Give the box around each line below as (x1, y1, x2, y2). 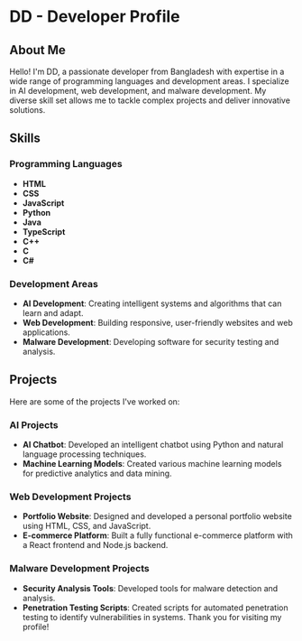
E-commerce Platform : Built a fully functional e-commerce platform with (22, 530, 293, 541)
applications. (22, 327, 70, 338)
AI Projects (9, 418, 59, 431)
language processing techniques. (22, 449, 147, 460)
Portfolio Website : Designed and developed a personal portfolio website (22, 511, 293, 522)
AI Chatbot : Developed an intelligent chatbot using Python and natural (22, 440, 284, 451)
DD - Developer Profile (9, 6, 180, 27)
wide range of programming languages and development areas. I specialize (9, 76, 290, 87)
